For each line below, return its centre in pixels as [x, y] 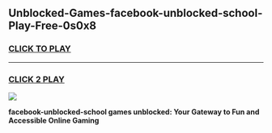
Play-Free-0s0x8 [53, 26]
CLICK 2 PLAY [36, 79]
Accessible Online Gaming [54, 120]
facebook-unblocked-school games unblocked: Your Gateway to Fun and [134, 111]
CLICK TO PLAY [40, 49]
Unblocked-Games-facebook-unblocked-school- [136, 13]
